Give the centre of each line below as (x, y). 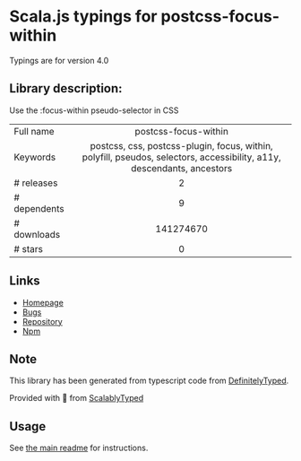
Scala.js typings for (83, 17)
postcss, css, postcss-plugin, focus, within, (181, 145)
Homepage (43, 302)
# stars (28, 248)
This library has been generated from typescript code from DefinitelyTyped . (149, 381)
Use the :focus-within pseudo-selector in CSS (94, 110)
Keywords (35, 157)
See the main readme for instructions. (79, 448)
